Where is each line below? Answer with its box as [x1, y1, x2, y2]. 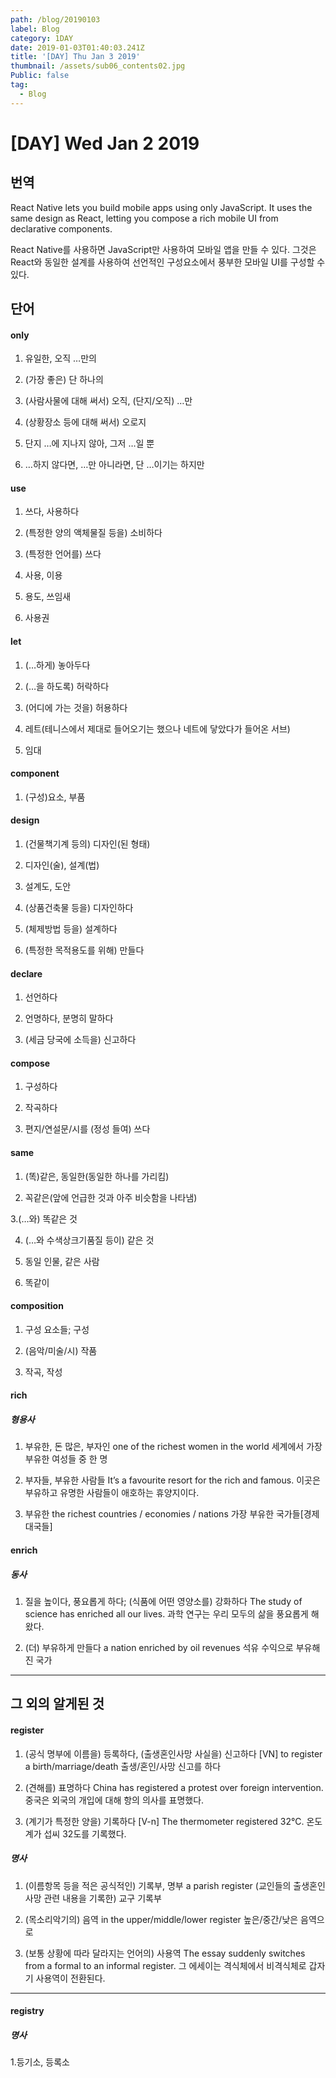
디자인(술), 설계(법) [24, 859, 100, 871]
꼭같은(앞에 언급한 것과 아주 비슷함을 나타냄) [24, 1191, 198, 1203]
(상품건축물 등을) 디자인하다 [24, 902, 134, 914]
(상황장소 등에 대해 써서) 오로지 [24, 416, 147, 428]
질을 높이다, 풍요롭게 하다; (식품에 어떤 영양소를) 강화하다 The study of [24, 1595, 303, 1607]
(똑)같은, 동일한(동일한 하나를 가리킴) [24, 1170, 170, 1182]
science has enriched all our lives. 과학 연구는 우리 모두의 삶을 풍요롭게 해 [24, 1607, 320, 1620]
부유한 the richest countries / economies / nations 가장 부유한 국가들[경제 [24, 1508, 320, 1520]
